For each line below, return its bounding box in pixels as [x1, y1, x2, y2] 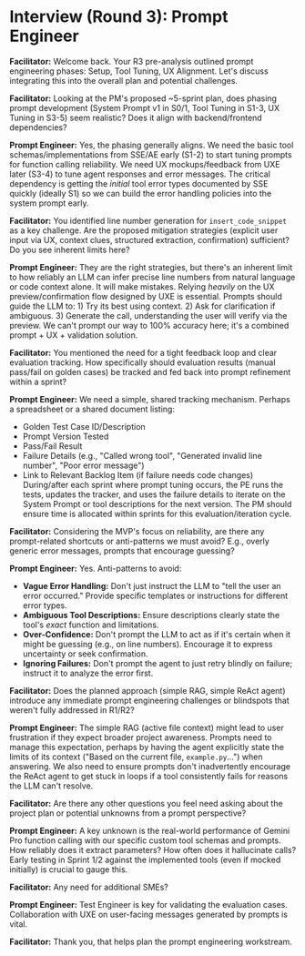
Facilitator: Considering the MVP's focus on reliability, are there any [9, 525, 265, 536]
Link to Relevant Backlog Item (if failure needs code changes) [22, 469, 254, 480]
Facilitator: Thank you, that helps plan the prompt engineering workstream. [9, 936, 293, 947]
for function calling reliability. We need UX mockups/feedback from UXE [9, 158, 280, 169]
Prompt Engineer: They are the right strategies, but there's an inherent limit [9, 261, 293, 272]
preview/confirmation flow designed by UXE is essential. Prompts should [9, 290, 282, 301]
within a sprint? [9, 376, 66, 387]
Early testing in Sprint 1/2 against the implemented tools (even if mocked [9, 854, 281, 865]
